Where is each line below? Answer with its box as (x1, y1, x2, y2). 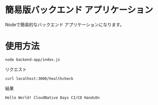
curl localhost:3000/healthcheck (5, 76, 74, 81)
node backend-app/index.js (5, 57, 60, 62)
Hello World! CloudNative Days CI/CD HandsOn (5, 95, 100, 100)
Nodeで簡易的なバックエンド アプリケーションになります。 (5, 22, 124, 27)
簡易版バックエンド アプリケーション (5, 4, 154, 16)
